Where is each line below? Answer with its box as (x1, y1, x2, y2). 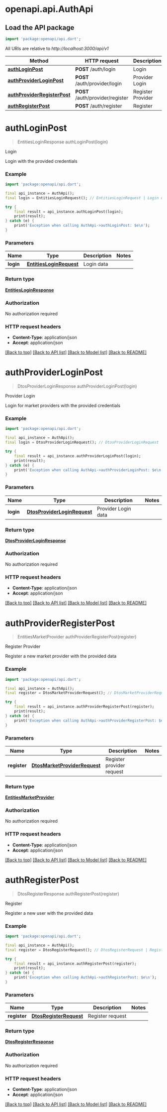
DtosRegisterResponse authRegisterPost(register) (17, 890, 119, 897)
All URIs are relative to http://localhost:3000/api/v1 (5, 45, 109, 51)
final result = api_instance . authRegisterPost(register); (14, 961, 137, 966)
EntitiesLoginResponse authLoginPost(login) (17, 138, 108, 145)
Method (29, 57, 49, 64)
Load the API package (5, 23, 75, 32)
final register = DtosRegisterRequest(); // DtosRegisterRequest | (5, 947, 148, 952)
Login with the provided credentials (5, 158, 78, 164)
